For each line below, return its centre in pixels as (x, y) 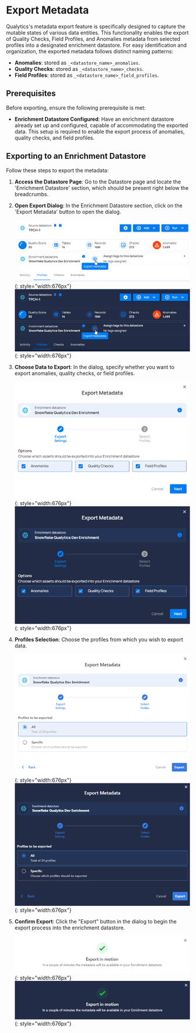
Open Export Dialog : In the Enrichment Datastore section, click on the (98, 205)
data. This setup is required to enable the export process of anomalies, (99, 131)
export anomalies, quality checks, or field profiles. (75, 373)
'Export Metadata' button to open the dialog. (68, 212)
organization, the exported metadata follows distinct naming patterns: (90, 51)
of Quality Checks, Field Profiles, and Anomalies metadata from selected (93, 39)
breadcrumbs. (31, 194)
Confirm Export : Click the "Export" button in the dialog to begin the (95, 922)
